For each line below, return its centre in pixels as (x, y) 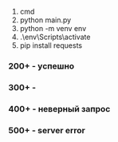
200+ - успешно (41, 65)
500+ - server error (47, 130)
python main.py (45, 20)
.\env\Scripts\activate (55, 37)
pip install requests (51, 45)
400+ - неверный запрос (59, 108)
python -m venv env (53, 28)
